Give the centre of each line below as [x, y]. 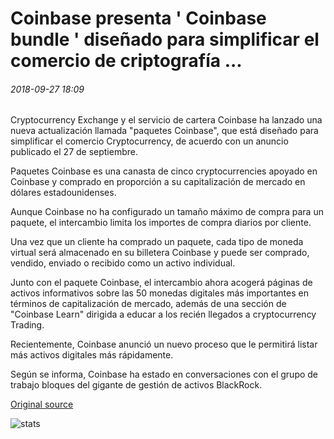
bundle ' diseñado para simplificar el [165, 39]
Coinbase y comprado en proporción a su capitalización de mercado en [158, 182]
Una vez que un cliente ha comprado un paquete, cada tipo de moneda [157, 242]
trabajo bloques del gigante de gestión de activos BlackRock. [136, 385]
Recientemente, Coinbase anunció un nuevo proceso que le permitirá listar [164, 344]
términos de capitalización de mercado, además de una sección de [148, 304]
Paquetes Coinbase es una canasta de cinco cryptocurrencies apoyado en [164, 171]
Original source [42, 404]
